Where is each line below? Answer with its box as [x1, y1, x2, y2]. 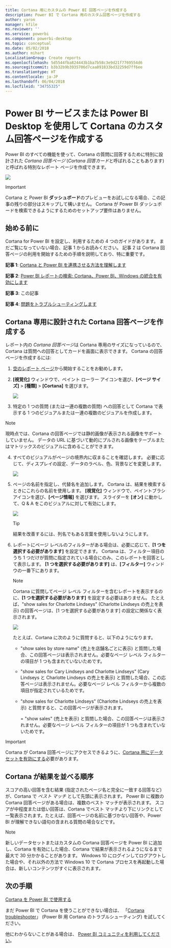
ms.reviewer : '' [5, 27, 40, 32]
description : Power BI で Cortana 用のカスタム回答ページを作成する [5, 12, 141, 17]
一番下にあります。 [21, 567, 62, 574]
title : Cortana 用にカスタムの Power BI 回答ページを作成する [5, 7, 127, 13]
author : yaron [5, 17, 36, 22]
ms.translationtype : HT [5, 70, 56, 75]
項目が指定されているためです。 [20, 687, 87, 694]
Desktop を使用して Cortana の [5, 120, 137, 132]
